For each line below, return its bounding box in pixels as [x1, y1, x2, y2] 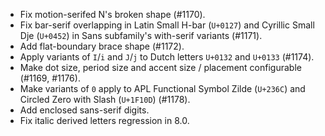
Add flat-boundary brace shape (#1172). [19, 40, 185, 52]
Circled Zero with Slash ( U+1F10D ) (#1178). [19, 94, 191, 105]
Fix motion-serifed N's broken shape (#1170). [19, 9, 206, 20]
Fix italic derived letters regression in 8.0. [19, 115, 190, 126]
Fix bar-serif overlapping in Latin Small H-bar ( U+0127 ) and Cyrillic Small [19, 19, 315, 31]
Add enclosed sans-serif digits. [19, 104, 150, 116]
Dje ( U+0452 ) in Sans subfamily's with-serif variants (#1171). [19, 30, 263, 41]
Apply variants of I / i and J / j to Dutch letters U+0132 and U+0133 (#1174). [19, 51, 315, 63]
